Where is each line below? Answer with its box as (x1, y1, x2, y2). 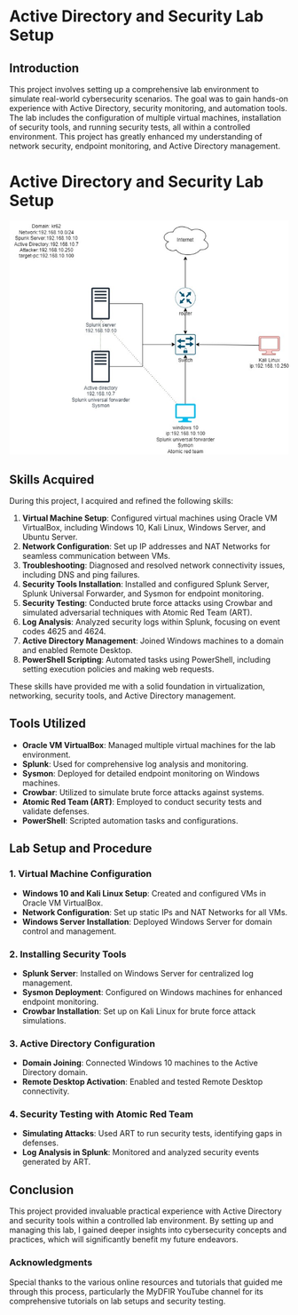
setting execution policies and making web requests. (21, 664, 215, 674)
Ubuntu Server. (21, 531, 78, 543)
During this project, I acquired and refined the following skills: (9, 496, 233, 506)
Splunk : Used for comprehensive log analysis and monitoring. (21, 758, 248, 769)
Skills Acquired (9, 472, 95, 487)
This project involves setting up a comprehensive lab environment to (9, 84, 260, 94)
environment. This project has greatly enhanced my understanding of (9, 131, 263, 141)
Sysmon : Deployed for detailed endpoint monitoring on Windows (21, 768, 260, 778)
